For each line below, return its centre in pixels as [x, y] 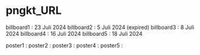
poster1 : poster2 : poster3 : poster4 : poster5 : [64, 45]
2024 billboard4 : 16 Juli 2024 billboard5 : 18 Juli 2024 [74, 33]
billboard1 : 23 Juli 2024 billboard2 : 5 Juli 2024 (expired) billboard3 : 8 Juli [100, 27]
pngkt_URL [34, 11]
